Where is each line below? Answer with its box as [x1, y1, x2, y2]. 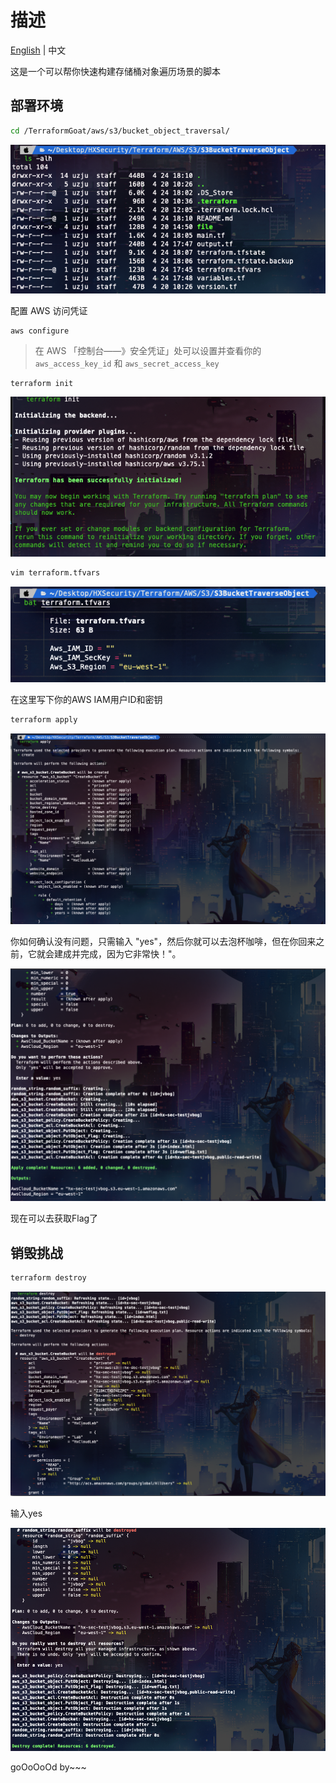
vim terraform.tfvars [10, 568, 101, 578]
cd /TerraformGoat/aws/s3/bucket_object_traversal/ [10, 126, 230, 136]
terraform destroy [10, 1272, 87, 1283]
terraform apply [10, 715, 78, 725]
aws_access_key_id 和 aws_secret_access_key [34, 357, 220, 369]
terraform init [10, 378, 74, 388]
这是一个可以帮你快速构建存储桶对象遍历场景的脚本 [10, 65, 221, 77]
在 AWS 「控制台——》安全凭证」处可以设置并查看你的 [34, 344, 262, 356]
